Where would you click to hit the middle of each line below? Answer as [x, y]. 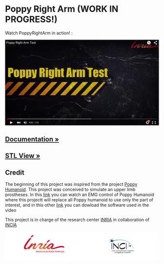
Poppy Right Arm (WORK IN [62, 9]
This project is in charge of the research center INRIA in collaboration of [77, 220]
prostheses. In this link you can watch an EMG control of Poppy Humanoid [80, 195]
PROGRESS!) [31, 19]
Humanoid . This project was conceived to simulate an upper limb [70, 190]
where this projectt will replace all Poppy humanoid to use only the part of [79, 200]
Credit [15, 172]
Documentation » [32, 139]
